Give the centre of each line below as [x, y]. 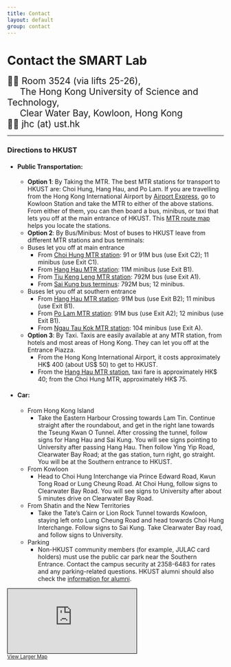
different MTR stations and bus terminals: [86, 240]
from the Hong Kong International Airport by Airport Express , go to [121, 196]
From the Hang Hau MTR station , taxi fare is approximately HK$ [128, 372]
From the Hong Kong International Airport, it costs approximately [129, 357]
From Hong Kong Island [60, 410]
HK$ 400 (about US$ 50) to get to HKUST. [98, 365]
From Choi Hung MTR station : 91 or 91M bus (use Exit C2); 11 [123, 255]
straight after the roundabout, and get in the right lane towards [126, 425]
